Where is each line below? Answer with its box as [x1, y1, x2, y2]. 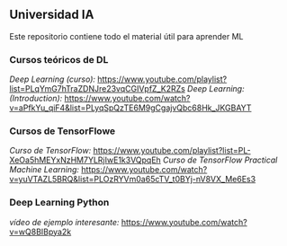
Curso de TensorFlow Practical [163, 154, 278, 165]
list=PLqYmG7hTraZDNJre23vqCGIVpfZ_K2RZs [9, 83, 186, 94]
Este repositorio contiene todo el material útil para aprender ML [9, 31, 245, 41]
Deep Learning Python [9, 197, 110, 209]
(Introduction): [9, 93, 63, 104]
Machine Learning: [9, 164, 79, 175]
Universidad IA [9, 7, 94, 22]
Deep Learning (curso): [9, 74, 96, 84]
